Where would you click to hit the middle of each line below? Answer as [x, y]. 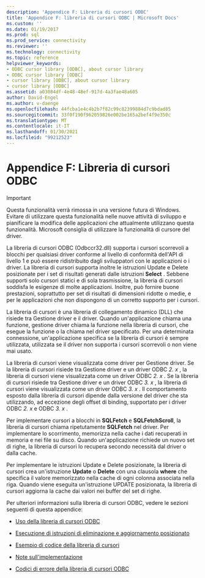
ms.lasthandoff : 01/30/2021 [42, 132]
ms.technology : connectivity [43, 52]
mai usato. [19, 351]
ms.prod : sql [23, 35]
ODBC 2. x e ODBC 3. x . [37, 408]
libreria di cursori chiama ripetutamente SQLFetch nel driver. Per [88, 426]
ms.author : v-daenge [33, 103]
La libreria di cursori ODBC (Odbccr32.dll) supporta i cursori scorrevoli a [98, 248]
